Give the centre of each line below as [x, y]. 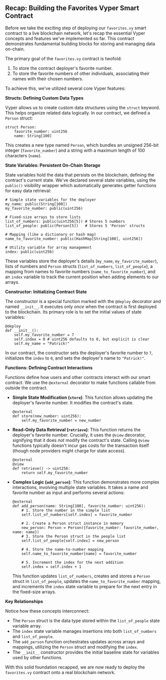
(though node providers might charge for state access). [69, 450]
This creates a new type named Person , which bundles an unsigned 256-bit [82, 145]
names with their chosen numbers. [48, 78]
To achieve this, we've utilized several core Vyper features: [65, 88]
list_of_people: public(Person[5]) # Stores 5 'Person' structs [75, 226]
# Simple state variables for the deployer [51, 200]
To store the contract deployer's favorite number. [62, 68]
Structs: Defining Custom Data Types [44, 98]
